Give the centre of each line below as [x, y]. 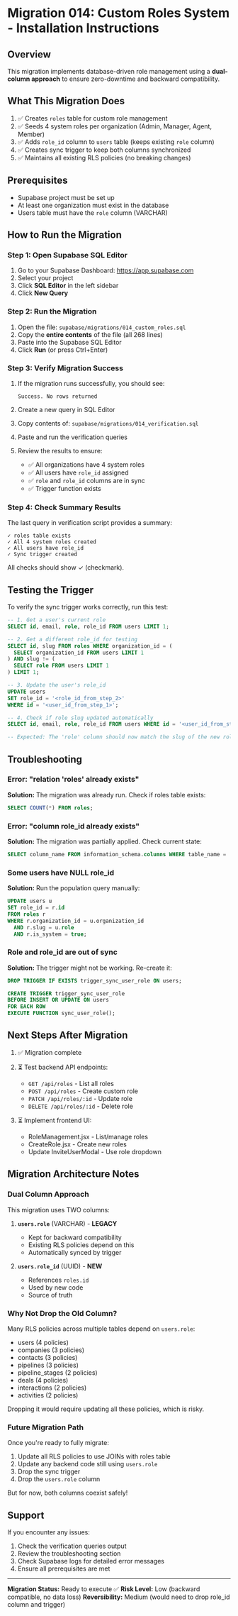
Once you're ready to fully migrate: [58, 1443]
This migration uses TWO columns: [58, 1210]
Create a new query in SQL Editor [66, 409]
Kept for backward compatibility [75, 1237]
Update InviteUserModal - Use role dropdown [95, 1151]
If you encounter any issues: [49, 1532]
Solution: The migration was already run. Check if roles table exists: [107, 795]
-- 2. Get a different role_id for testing [73, 639]
